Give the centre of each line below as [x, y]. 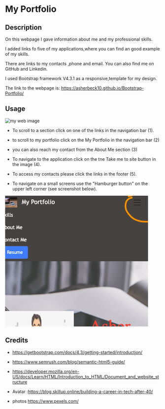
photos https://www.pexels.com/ [45, 401]
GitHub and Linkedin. [26, 69]
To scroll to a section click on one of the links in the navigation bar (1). [83, 130]
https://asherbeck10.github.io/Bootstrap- [102, 88]
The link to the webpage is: [33, 88]
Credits [17, 341]
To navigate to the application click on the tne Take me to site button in [84, 159]
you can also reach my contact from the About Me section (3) [75, 149]
